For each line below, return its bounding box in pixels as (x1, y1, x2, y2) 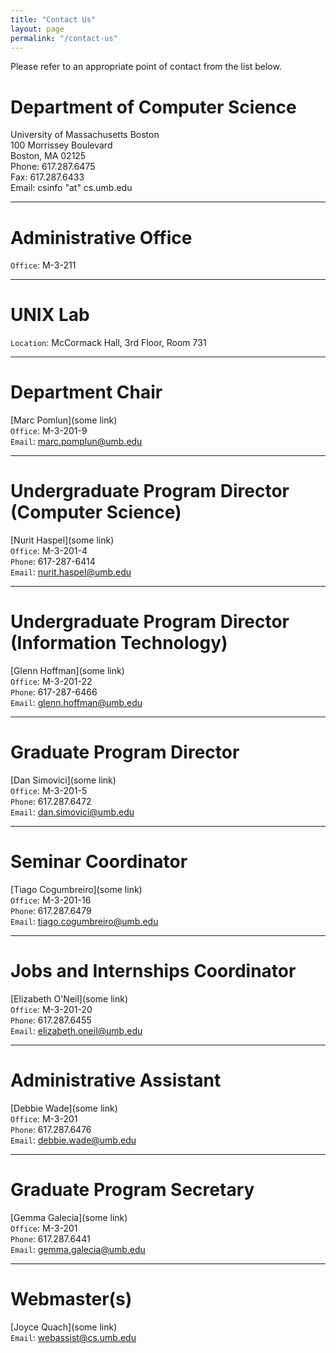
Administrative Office (10, 226, 193, 249)
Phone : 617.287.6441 (10, 1232, 91, 1245)
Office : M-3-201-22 (10, 676, 93, 687)
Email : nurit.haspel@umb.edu (10, 566, 132, 578)
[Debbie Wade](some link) (10, 1102, 118, 1114)
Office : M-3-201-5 (10, 784, 88, 796)
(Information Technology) (10, 632, 228, 655)
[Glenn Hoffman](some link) (10, 665, 125, 676)
